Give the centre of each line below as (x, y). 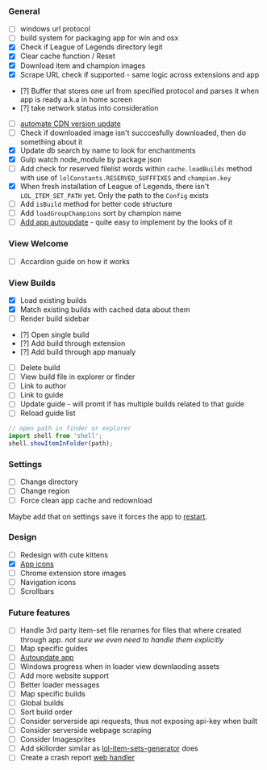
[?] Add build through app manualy (78, 352)
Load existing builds (53, 300)
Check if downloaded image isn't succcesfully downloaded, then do (133, 133)
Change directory (49, 482)
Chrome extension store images (73, 573)
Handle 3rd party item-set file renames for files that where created (131, 630)
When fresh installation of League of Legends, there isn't (115, 186)
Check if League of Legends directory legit (91, 47)
